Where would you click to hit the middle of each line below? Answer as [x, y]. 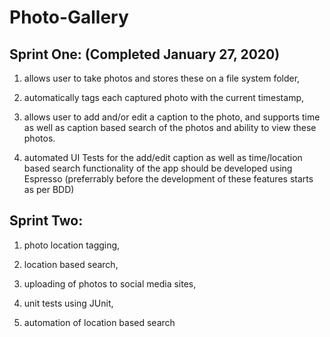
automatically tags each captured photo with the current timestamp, [163, 97]
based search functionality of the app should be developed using [158, 168]
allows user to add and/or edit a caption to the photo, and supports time [172, 117]
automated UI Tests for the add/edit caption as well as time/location [163, 157]
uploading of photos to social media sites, [110, 283]
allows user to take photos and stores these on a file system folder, [162, 78]
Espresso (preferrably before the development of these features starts [168, 179]
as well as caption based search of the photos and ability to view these [170, 127]
